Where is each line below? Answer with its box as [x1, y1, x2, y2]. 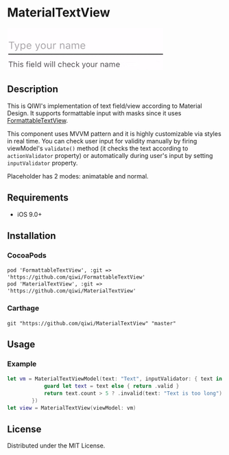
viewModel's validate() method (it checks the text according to [7, 144, 189, 152]
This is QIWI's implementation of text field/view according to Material [7, 102, 202, 110]
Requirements [7, 192, 69, 204]
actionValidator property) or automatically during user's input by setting [7, 151, 213, 159]
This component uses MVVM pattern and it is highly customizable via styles [7, 129, 221, 138]
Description [7, 84, 58, 95]
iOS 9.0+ [16, 210, 43, 218]
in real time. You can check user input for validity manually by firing [7, 137, 197, 145]
